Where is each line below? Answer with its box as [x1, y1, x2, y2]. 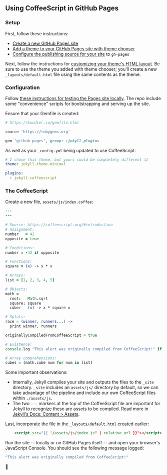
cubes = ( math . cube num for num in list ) [5, 360, 93, 365]
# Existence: [5, 342, 32, 347]
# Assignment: [5, 227, 35, 232]
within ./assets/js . [12, 395, 52, 401]
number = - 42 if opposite [5, 250, 59, 255]
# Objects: [5, 287, 28, 292]
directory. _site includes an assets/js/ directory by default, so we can [12, 385, 158, 391]
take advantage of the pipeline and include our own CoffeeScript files [12, 390, 156, 396]
